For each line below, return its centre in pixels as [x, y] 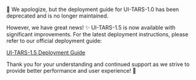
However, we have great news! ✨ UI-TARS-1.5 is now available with [91, 28]
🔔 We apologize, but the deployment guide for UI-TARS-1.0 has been [93, 9]
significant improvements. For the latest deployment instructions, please [97, 34]
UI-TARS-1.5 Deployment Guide [46, 52]
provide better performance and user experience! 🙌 [71, 71]
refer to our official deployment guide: [54, 41]
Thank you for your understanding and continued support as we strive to [98, 64]
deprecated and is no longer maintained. [58, 16]
